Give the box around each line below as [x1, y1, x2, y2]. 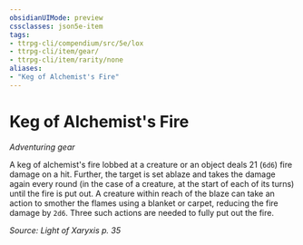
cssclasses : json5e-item [9, 22, 103, 31]
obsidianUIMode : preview [9, 13, 103, 23]
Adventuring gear [9, 142, 75, 152]
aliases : [9, 64, 43, 73]
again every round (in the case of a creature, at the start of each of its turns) [9, 178, 295, 189]
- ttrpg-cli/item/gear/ [9, 47, 100, 56]
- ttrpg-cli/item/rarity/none [9, 55, 124, 64]
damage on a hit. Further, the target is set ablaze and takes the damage [9, 169, 276, 180]
